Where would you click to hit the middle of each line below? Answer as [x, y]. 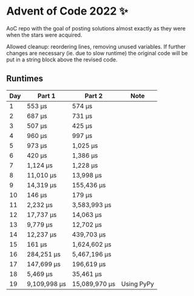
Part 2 [94, 95]
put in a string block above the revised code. [62, 60]
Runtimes [25, 79]
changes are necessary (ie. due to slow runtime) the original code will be [97, 53]
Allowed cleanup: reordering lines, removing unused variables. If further [96, 46]
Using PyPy [138, 284]
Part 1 [46, 95]
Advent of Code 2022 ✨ [67, 11]
